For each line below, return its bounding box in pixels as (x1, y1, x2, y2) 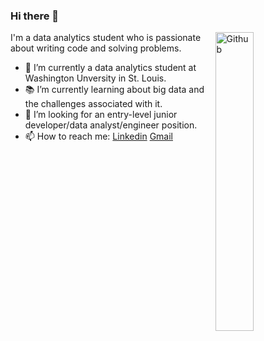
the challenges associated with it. (24, 98, 163, 110)
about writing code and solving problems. (10, 42, 182, 54)
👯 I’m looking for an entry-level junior (24, 109, 178, 121)
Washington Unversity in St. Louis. (24, 72, 167, 84)
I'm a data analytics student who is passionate (10, 32, 202, 44)
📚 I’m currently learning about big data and (24, 84, 205, 96)
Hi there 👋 (10, 9, 60, 23)
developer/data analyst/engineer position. (24, 119, 198, 131)
